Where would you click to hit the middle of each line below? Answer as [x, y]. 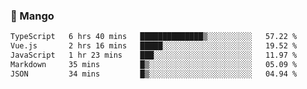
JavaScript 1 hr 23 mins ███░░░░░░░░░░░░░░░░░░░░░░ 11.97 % [154, 55]
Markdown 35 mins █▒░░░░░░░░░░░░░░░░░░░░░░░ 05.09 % [154, 64]
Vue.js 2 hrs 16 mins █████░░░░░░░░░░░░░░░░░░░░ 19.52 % [154, 46]
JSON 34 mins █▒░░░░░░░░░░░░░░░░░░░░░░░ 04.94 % [154, 74]
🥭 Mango [32, 16]
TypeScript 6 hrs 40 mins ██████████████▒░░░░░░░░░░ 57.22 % [154, 37]
